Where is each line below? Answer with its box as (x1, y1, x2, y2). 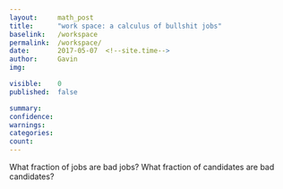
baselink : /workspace (9, 30, 99, 39)
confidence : (9, 112, 54, 121)
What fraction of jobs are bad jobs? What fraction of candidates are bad (9, 162, 275, 172)
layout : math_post (9, 13, 94, 22)
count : (9, 137, 34, 146)
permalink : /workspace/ (9, 38, 102, 47)
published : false (9, 87, 78, 97)
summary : (9, 104, 42, 113)
